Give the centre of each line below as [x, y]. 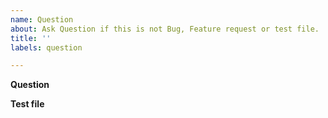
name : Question [42, 19]
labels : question [46, 47]
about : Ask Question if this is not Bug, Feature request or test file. [165, 29]
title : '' [31, 38]
